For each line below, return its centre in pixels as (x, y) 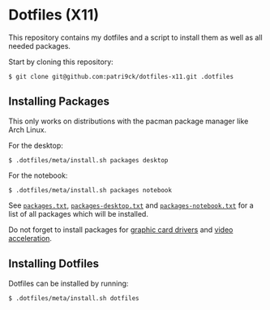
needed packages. (40, 45)
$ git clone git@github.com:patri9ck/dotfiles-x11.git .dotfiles (121, 76)
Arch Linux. (28, 129)
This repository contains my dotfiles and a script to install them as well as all (135, 37)
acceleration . (30, 238)
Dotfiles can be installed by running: (69, 283)
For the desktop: (36, 145)
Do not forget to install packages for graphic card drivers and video (121, 230)
